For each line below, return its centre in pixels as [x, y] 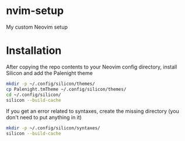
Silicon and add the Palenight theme [50, 73]
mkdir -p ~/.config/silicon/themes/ [50, 84]
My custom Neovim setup [37, 27]
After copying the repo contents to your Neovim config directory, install [92, 67]
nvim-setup [35, 11]
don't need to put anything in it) [44, 118]
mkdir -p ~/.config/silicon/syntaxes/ [53, 128]
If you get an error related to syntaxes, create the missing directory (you [92, 111]
